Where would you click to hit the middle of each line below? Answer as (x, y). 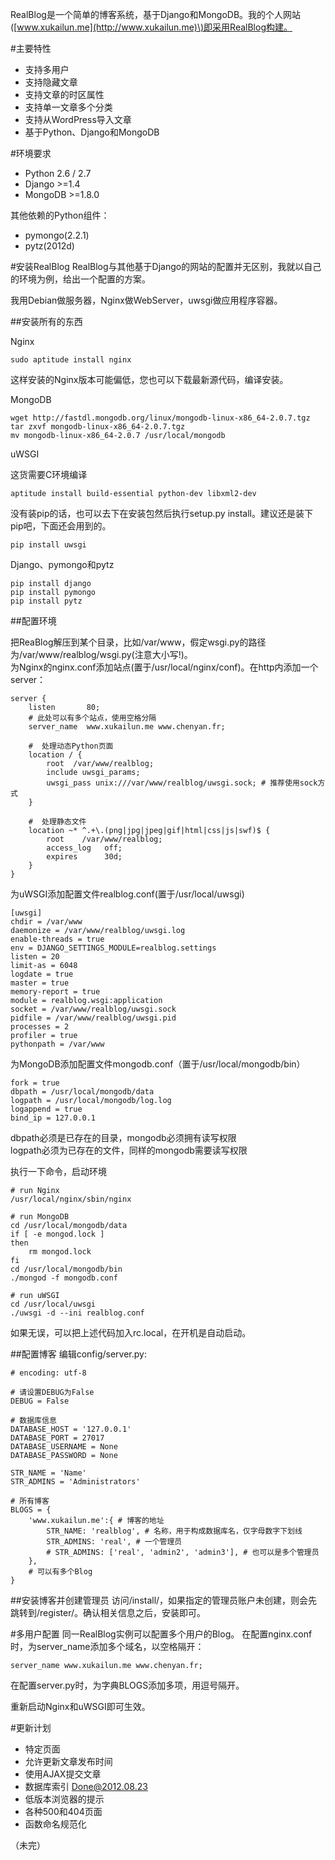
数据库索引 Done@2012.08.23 (86, 1786)
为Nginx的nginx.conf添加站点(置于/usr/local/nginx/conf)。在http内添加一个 (164, 667)
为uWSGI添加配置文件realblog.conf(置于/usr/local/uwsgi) (127, 894)
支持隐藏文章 (51, 82)
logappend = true (46, 1109)
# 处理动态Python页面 (71, 746)
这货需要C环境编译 (49, 474)
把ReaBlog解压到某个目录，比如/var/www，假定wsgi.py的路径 (138, 642)
